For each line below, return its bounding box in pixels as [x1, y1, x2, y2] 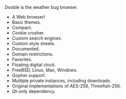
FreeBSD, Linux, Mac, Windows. [11, 67, 78, 73]
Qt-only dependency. [11, 88, 56, 94]
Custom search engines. [11, 35, 62, 41]
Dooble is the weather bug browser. [4, 4, 78, 10]
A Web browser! [11, 14, 45, 19]
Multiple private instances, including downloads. [11, 77, 112, 83]
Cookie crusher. [11, 30, 45, 35]
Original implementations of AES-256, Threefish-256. [11, 83, 122, 89]
